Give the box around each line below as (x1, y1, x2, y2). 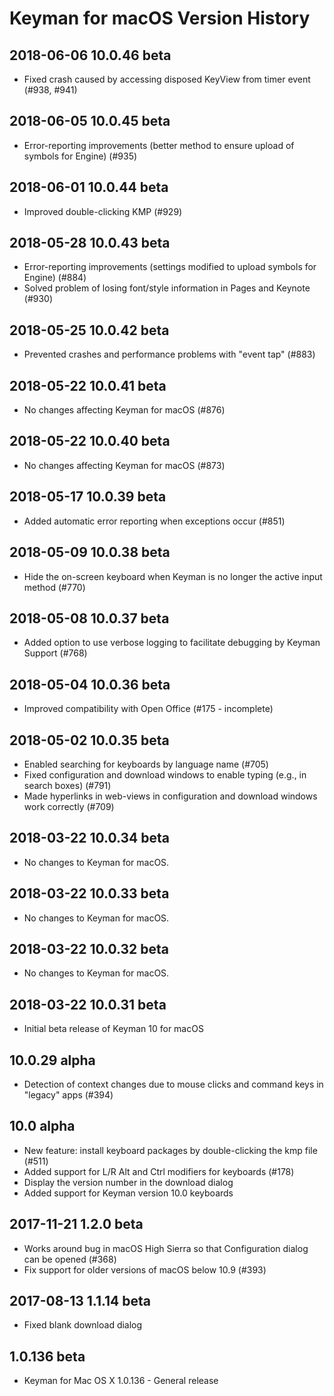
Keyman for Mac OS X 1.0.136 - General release (23, 1375, 219, 1387)
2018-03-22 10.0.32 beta (9, 940, 170, 957)
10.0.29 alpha (9, 1052, 96, 1069)
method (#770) (23, 581, 86, 593)
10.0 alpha (9, 1118, 76, 1135)
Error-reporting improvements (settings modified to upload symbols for (23, 261, 317, 273)
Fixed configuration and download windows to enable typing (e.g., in (23, 768, 307, 781)
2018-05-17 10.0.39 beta (9, 488, 167, 506)
